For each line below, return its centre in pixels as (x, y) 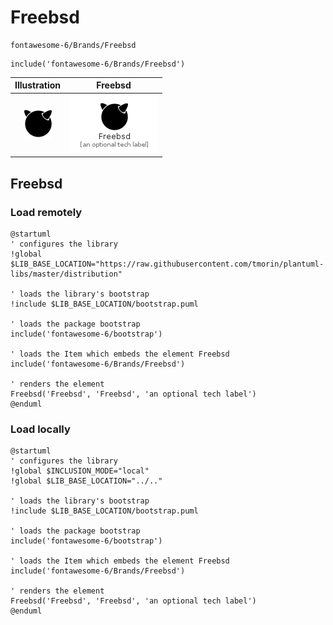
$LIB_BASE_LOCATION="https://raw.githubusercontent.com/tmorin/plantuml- (167, 264)
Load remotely (46, 212)
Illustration (38, 85)
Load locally (40, 429)
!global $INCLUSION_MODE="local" (80, 471)
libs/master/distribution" (66, 274)
